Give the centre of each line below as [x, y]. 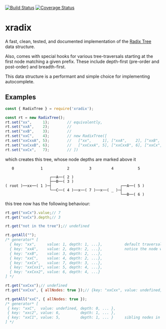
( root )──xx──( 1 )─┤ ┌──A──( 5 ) [75, 186]
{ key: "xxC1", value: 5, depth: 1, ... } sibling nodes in [84, 318]
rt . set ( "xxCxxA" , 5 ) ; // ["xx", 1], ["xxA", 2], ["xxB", [83, 141]
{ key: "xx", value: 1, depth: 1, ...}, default [75, 244]
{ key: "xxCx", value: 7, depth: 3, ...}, [56, 263]
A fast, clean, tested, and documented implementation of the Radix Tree [78, 41]
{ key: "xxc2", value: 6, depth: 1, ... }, [62, 313]
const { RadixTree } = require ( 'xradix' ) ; [49, 109]
